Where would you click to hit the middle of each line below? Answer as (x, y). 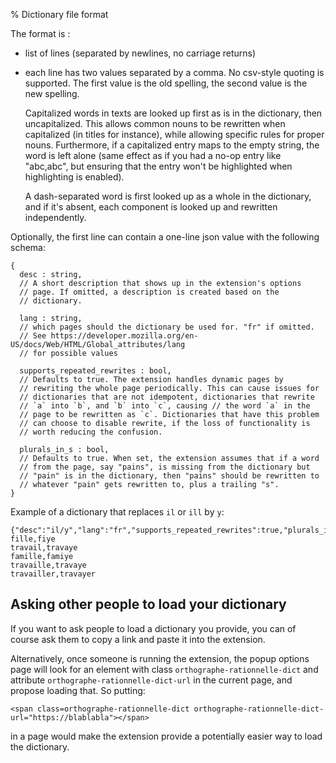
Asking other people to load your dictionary (148, 604)
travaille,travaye (48, 565)
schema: (28, 247)
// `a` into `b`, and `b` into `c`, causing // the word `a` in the (165, 406)
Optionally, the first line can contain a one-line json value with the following (165, 237)
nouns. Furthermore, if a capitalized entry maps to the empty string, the (172, 145)
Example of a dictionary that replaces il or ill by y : (117, 512)
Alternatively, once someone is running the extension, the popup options (160, 658)
